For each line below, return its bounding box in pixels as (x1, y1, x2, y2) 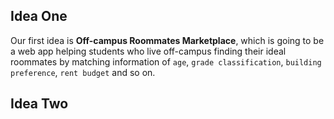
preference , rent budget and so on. (10, 66, 156, 78)
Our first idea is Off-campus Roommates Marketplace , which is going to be (10, 34, 325, 46)
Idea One (10, 8, 68, 25)
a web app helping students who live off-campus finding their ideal (10, 45, 287, 57)
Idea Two (10, 95, 69, 113)
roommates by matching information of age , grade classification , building (10, 55, 322, 68)
